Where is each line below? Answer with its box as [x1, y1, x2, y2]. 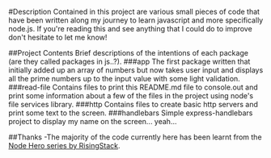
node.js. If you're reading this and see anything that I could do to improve [8, 24, 252, 33]
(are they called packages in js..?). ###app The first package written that [8, 56, 251, 66]
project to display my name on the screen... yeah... [8, 117, 177, 126]
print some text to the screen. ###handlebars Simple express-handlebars [8, 108, 253, 118]
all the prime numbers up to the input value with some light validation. [8, 74, 240, 83]
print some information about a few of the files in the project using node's [8, 91, 254, 100]
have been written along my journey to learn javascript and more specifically [8, 15, 264, 25]
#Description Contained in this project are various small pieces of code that [8, 7, 260, 16]
